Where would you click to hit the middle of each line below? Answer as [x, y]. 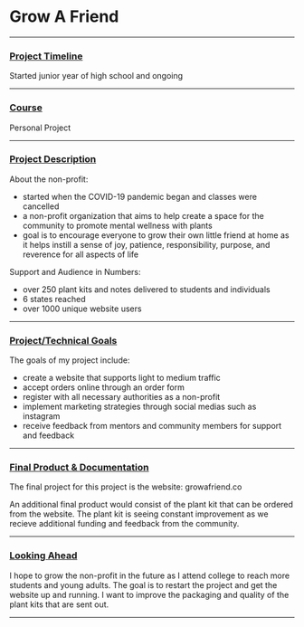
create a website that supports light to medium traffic [122, 378]
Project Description [53, 159]
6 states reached [54, 299]
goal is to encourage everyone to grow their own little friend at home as [156, 235]
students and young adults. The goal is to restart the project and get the [143, 584]
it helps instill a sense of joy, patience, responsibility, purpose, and [146, 244]
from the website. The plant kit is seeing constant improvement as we [139, 514]
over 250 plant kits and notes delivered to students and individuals [146, 289]
